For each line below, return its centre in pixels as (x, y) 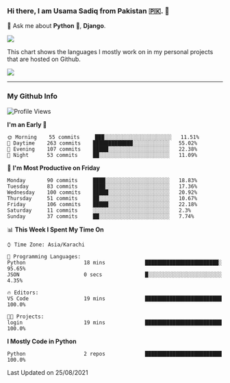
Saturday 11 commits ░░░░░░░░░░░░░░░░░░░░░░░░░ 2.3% (99, 210)
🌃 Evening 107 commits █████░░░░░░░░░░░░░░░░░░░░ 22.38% (102, 149)
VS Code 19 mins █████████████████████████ (115, 298)
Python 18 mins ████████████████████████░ (115, 262)
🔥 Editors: (23, 293)
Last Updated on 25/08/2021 (48, 372)
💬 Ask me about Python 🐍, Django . (56, 26)
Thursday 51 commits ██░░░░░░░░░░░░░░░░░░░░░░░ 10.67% (102, 198)
